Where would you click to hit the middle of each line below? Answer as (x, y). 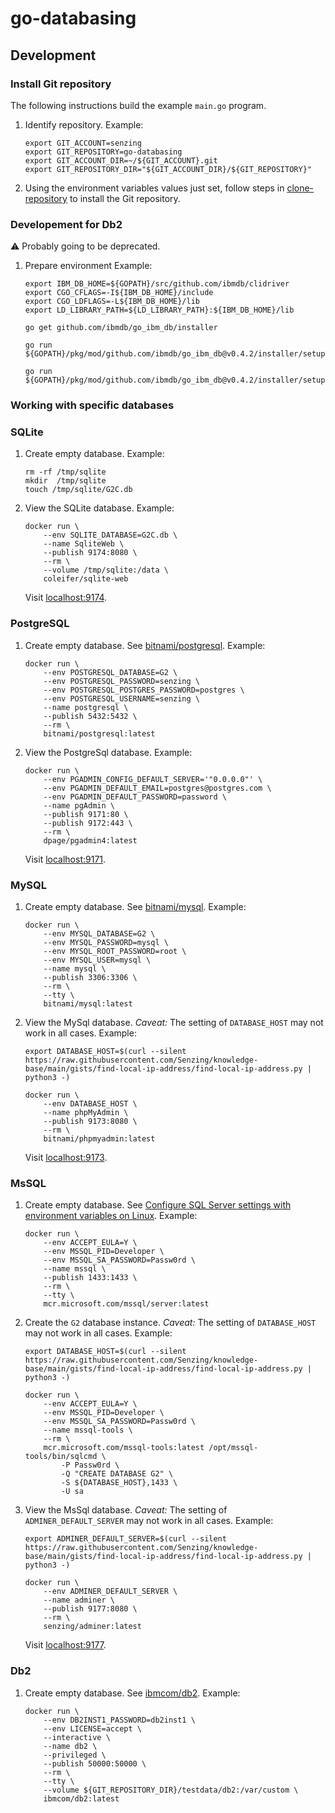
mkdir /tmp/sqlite (65, 481)
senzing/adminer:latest (92, 1627)
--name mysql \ (75, 968)
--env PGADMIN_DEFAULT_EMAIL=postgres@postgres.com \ (157, 788)
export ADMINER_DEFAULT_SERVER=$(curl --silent (125, 1539)
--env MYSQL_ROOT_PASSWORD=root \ (115, 951)
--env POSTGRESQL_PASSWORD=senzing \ (121, 681)
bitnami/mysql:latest (88, 1003)
